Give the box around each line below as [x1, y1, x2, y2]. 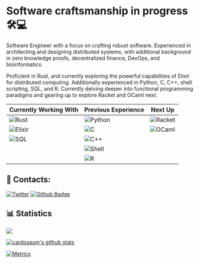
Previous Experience [84, 106, 145, 114]
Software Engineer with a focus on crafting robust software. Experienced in [6, 42, 191, 49]
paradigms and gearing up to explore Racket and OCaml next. [6, 91, 158, 98]
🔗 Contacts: [6, 175, 51, 185]
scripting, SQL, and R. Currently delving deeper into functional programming [6, 85, 194, 92]
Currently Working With [9, 106, 79, 114]
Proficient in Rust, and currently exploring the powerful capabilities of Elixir [6, 72, 190, 79]
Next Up [151, 106, 175, 114]
